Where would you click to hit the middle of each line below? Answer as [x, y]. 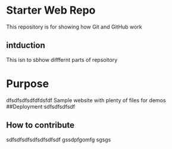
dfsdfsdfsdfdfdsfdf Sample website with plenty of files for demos [86, 100]
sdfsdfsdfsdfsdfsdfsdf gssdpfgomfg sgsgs [59, 140]
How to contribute [40, 125]
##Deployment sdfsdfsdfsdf [41, 106]
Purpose [28, 83]
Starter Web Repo [51, 10]
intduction [26, 45]
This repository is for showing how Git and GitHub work [74, 27]
